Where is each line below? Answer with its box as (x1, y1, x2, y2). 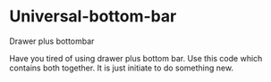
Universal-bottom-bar (9, 6, 177, 27)
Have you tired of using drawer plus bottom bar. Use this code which (9, 53, 263, 63)
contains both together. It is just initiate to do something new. (9, 62, 234, 73)
